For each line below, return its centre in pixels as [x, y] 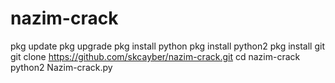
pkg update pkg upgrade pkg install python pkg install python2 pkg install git [167, 46]
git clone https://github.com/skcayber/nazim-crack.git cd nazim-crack [155, 56]
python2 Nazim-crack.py [61, 67]
